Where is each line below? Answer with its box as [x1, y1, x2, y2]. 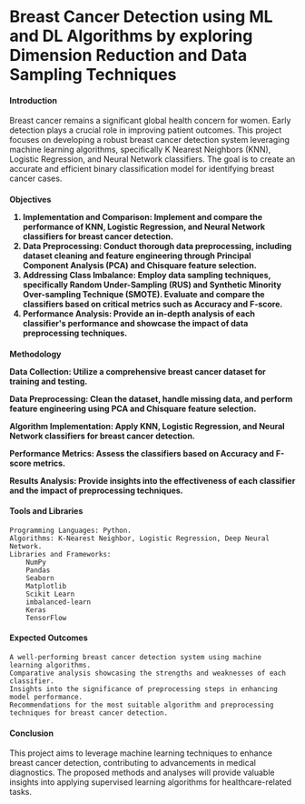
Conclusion [9, 728, 54, 739]
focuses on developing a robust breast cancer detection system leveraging [9, 135, 290, 146]
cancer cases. [9, 173, 63, 184]
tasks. [9, 787, 33, 798]
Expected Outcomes [9, 632, 88, 643]
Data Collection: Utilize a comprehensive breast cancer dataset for [9, 366, 266, 377]
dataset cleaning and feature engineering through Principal [22, 250, 251, 261]
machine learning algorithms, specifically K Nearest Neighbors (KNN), [9, 144, 271, 156]
